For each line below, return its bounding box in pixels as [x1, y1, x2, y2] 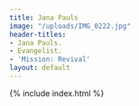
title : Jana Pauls [9, 13, 79, 22]
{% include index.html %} [9, 87, 105, 99]
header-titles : [9, 30, 67, 39]
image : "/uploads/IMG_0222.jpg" [9, 22, 131, 31]
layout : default [9, 64, 70, 73]
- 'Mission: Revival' [9, 55, 91, 64]
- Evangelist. [9, 47, 63, 56]
